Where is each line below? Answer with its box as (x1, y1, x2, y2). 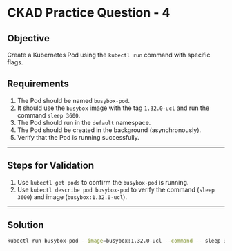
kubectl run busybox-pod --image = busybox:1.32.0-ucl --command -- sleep (7, 237, 221, 245)
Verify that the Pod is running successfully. (17, 133, 139, 141)
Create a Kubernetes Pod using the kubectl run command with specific (7, 50, 211, 59)
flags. (7, 58, 23, 66)
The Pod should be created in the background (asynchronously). (17, 126, 202, 134)
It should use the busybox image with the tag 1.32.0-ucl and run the (17, 104, 210, 112)
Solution (7, 219, 44, 231)
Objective (7, 32, 50, 44)
